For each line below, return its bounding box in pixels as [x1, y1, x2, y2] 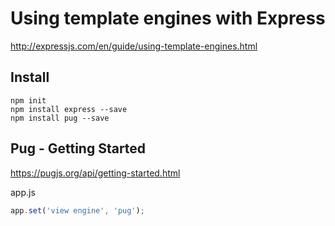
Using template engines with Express [10, 7, 326, 30]
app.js [10, 186, 36, 198]
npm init [10, 95, 47, 106]
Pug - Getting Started [10, 140, 147, 157]
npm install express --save [10, 104, 128, 114]
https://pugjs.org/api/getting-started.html [10, 167, 181, 179]
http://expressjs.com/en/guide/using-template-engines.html [10, 40, 258, 52]
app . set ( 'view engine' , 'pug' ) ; [10, 205, 145, 216]
